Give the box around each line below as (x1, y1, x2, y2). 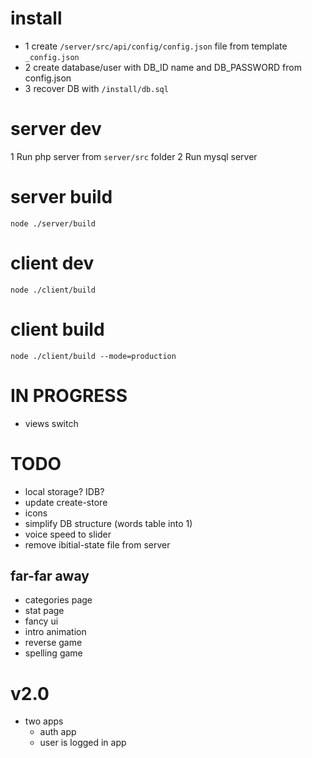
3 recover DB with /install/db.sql (24, 82, 169, 94)
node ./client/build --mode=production (10, 351, 177, 361)
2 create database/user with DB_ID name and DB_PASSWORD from (24, 61, 302, 73)
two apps (24, 715, 64, 727)
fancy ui (24, 615, 59, 627)
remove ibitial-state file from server (24, 538, 171, 551)
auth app (39, 726, 77, 738)
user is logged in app (39, 737, 127, 749)
